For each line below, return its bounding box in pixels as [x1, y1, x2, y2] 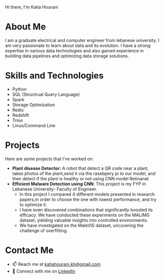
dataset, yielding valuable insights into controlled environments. [19, 217, 148, 223]
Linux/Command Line [12, 122, 55, 129]
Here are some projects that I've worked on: [5, 156, 94, 162]
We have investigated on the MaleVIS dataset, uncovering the [19, 222, 143, 228]
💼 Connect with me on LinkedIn [12, 268, 76, 274]
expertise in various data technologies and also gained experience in [5, 47, 144, 53]
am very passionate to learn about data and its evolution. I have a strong [5, 43, 151, 48]
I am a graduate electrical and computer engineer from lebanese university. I [5, 37, 160, 43]
